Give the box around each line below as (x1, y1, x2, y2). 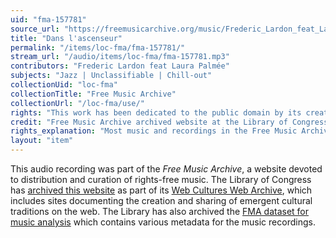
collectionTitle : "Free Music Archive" (10, 89, 177, 99)
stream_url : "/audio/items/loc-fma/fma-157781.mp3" (10, 52, 230, 62)
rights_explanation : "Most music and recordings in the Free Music (10, 126, 298, 136)
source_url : (10, 24, 60, 34)
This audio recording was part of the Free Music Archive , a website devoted (10, 163, 323, 175)
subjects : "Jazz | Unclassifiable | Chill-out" (10, 71, 213, 81)
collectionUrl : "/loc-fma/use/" (10, 98, 145, 108)
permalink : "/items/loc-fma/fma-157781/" (10, 42, 186, 53)
